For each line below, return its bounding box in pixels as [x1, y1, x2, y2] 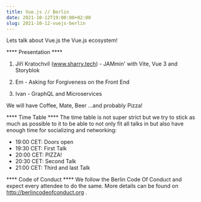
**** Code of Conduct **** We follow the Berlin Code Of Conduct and [6, 176, 182, 183]
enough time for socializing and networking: [6, 127, 117, 134]
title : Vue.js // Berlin [6, 8, 69, 15]
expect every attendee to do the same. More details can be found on [6, 183, 178, 190]
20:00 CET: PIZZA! [15, 151, 62, 158]
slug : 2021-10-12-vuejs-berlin [6, 20, 86, 26]
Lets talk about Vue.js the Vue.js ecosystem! [6, 37, 118, 44]
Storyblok [15, 67, 40, 74]
